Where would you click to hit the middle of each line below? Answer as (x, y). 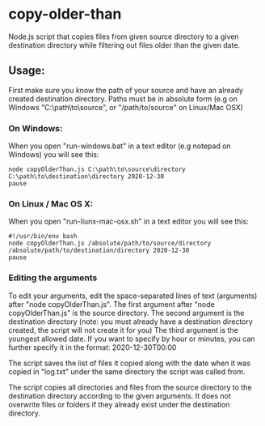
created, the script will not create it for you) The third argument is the (123, 330)
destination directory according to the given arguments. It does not (120, 396)
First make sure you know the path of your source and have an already (126, 90)
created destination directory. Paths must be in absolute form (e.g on (123, 99)
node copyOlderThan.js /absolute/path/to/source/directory (110, 244)
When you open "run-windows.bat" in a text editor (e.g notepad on (120, 146)
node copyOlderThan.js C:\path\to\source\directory (97, 170)
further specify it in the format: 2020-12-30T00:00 (93, 347)
